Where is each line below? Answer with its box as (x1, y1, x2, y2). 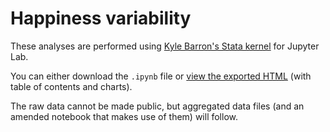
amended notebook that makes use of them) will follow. (10, 110, 238, 122)
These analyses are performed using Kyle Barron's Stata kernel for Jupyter (10, 40, 320, 52)
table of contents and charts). (10, 80, 133, 92)
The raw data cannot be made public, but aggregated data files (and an (10, 100, 305, 112)
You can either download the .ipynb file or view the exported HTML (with (10, 70, 312, 82)
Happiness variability (10, 7, 192, 30)
